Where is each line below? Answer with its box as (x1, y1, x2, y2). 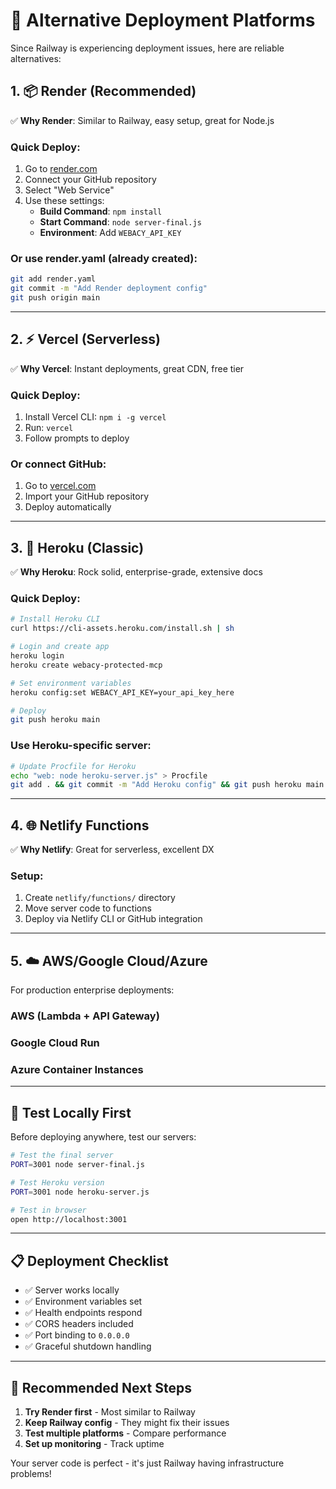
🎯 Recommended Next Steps (10, 1379, 192, 1396)
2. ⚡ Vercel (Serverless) (10, 331, 161, 348)
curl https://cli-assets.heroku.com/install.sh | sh (10, 624, 235, 634)
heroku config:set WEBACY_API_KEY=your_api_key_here (10, 687, 235, 698)
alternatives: (10, 52, 62, 64)
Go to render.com (24, 163, 98, 175)
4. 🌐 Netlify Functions (10, 817, 150, 834)
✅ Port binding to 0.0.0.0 (24, 1329, 130, 1341)
